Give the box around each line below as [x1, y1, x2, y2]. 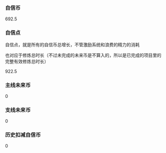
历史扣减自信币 [5, 132, 41, 139]
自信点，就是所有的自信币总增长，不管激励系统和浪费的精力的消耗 [5, 41, 140, 48]
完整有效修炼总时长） [5, 58, 49, 64]
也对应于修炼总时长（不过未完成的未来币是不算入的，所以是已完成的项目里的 [5, 52, 162, 58]
